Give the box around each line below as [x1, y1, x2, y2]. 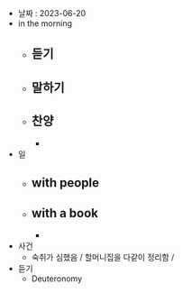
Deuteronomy [31, 273, 83, 284]
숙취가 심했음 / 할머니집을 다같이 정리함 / [31, 252, 175, 262]
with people [31, 175, 99, 190]
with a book [31, 206, 99, 221]
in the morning [17, 18, 73, 29]
